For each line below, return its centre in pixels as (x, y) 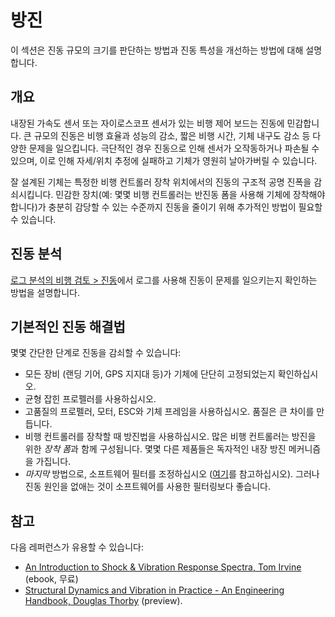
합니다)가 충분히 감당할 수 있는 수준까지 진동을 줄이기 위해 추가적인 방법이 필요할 (166, 207)
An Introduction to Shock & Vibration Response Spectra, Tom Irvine (163, 567)
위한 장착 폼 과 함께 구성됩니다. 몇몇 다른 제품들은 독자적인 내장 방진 (155, 449)
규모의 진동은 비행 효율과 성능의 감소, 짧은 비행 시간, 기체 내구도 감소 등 (172, 135)
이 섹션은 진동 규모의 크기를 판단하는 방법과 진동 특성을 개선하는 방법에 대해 (157, 50)
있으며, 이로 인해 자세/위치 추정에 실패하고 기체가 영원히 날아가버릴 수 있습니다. (164, 160)
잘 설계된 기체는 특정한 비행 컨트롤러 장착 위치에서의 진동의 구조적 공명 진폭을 (161, 182)
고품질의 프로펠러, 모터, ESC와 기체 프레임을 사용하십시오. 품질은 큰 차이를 (169, 412)
